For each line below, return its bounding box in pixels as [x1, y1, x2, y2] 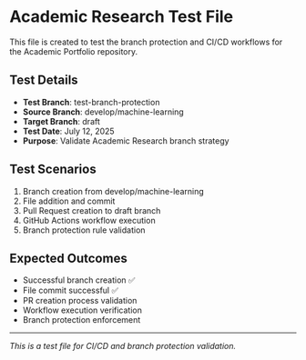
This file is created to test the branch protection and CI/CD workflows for [9, 36, 283, 47]
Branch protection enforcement [22, 315, 141, 325]
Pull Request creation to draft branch [22, 205, 161, 215]
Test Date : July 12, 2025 [22, 125, 116, 136]
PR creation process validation [22, 295, 138, 306]
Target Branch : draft [22, 115, 100, 126]
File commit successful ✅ [22, 285, 119, 296]
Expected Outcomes [9, 250, 127, 265]
